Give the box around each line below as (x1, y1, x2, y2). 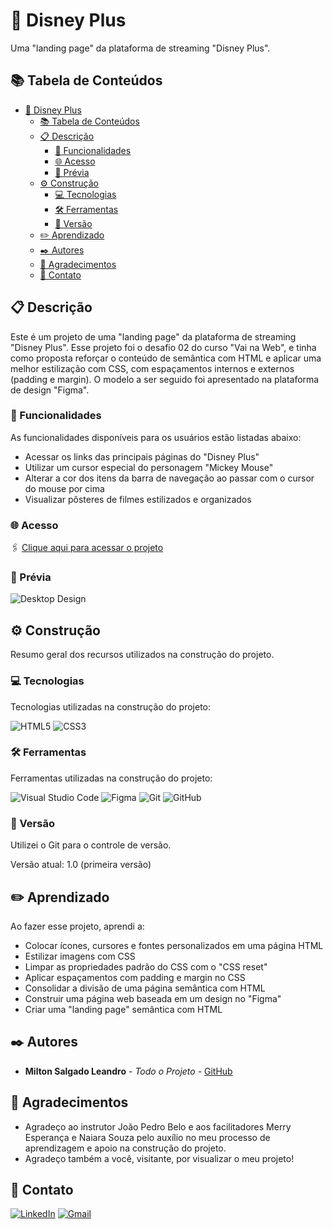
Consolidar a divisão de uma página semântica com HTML (24, 982, 266, 994)
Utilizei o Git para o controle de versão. (10, 839, 172, 851)
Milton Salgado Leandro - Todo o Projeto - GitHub (24, 1065, 233, 1077)
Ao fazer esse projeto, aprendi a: (10, 920, 145, 932)
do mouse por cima (24, 482, 105, 494)
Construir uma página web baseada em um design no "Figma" (24, 992, 282, 1004)
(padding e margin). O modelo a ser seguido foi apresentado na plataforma (10, 373, 320, 385)
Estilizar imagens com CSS (24, 950, 136, 962)
